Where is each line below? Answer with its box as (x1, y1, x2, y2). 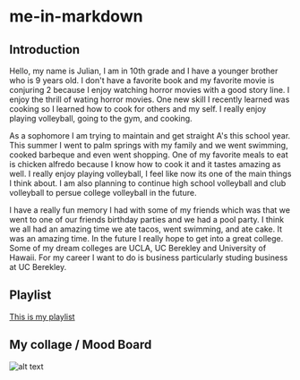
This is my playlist (9, 311, 75, 322)
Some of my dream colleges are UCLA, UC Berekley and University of (9, 243, 267, 253)
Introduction (9, 42, 81, 57)
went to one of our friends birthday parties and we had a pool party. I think (9, 215, 285, 224)
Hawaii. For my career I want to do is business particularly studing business (9, 252, 288, 263)
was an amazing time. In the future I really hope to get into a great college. (9, 233, 284, 243)
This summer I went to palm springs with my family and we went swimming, (9, 140, 288, 150)
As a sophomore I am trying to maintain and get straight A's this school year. (9, 131, 291, 140)
